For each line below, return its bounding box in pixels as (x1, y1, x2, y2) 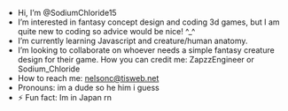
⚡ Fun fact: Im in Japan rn (17, 92, 113, 102)
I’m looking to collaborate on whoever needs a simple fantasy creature (17, 45, 275, 55)
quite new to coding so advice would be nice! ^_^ (17, 26, 196, 36)
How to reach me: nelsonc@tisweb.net (17, 73, 160, 83)
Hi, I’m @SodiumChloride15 (17, 8, 117, 18)
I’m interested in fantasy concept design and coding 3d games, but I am (17, 17, 281, 27)
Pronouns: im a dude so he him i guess (17, 83, 160, 92)
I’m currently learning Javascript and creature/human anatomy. (17, 35, 248, 46)
